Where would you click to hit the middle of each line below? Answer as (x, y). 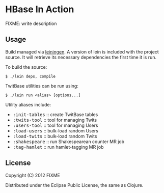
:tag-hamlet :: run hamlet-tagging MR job (58, 147)
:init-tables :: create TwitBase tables (55, 114)
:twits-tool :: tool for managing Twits (55, 120)
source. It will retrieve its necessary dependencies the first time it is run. (81, 57)
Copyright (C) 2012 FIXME (33, 175)
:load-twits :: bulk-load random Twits (55, 136)
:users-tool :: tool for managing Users (55, 125)
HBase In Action (40, 9)
